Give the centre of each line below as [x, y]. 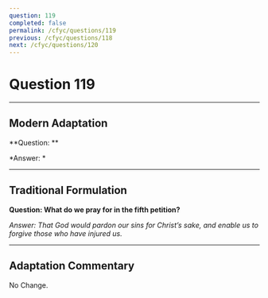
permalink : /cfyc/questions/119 [62, 30]
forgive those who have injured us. [66, 233]
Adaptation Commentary [72, 266]
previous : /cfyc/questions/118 [61, 38]
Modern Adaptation [58, 124]
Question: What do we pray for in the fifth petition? [95, 209]
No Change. [29, 285]
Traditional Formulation [68, 190]
